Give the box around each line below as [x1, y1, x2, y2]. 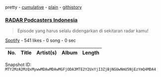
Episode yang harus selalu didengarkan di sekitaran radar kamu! [17, 28, 149, 34]
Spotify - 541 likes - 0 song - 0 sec [5, 37, 76, 44]
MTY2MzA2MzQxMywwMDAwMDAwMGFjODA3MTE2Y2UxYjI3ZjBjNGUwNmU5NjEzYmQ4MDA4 [5, 67, 156, 72]
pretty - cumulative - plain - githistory [5, 4, 82, 10]
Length [82, 49, 100, 56]
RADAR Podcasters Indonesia [5, 16, 78, 23]
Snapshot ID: [5, 62, 32, 68]
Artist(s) [36, 49, 57, 56]
